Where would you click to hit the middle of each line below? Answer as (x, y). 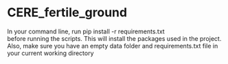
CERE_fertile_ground (67, 13)
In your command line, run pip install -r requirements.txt (86, 31)
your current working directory (50, 53)
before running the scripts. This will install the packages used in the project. (114, 38)
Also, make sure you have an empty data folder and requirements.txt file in (113, 46)
